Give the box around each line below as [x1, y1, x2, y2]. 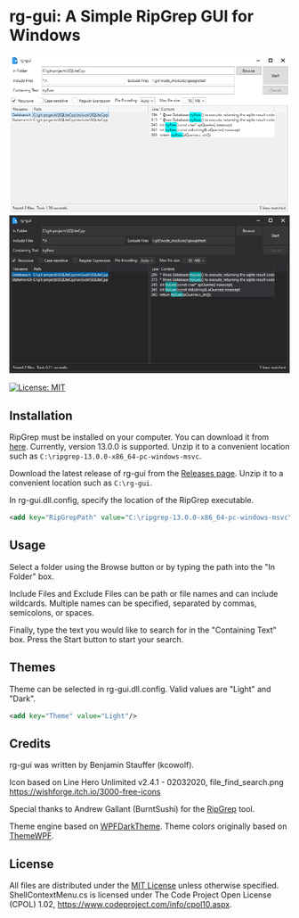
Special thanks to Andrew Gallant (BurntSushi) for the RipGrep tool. [9, 804, 255, 815]
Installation [9, 408, 73, 423]
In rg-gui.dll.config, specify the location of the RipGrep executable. [9, 495, 255, 506]
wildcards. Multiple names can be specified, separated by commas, [9, 598, 257, 608]
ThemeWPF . [9, 831, 54, 841]
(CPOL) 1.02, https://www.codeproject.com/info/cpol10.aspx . [9, 899, 233, 910]
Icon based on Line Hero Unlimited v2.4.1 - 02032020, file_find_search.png [9, 777, 285, 788]
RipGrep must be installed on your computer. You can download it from [9, 432, 270, 442]
